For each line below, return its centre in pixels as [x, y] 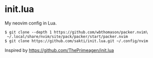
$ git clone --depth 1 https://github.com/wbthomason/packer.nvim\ [76, 32]
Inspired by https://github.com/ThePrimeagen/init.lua [59, 50]
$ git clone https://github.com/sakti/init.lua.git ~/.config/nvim [76, 41]
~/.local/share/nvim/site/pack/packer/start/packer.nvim [67, 36]
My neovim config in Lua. [31, 23]
